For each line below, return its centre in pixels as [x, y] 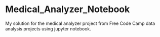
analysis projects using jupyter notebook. [48, 28]
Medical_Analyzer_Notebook [68, 9]
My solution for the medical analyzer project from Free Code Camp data [80, 23]
